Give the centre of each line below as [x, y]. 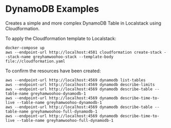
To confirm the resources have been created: [53, 71]
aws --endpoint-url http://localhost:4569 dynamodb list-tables [75, 80]
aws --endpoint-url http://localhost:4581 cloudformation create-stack [83, 52]
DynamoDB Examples [52, 9]
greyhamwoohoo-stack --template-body [73, 57]
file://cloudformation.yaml [35, 61]
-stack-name [18, 57]
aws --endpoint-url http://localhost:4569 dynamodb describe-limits [80, 84]
